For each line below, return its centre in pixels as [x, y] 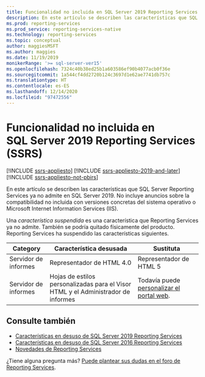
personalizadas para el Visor [91, 284]
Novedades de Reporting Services [58, 349]
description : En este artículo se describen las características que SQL [102, 18]
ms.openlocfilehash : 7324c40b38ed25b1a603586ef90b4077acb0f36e [88, 69]
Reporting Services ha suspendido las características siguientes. [88, 233]
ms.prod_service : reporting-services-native [64, 29]
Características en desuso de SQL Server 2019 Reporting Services [99, 336]
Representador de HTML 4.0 [91, 263]
